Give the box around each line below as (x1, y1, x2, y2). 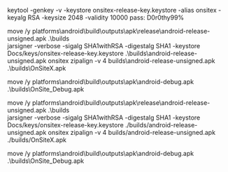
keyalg (7, 13, 27, 22)
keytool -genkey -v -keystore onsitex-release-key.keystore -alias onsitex (7, 6, 217, 14)
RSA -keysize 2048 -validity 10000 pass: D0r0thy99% (27, 13, 185, 22)
